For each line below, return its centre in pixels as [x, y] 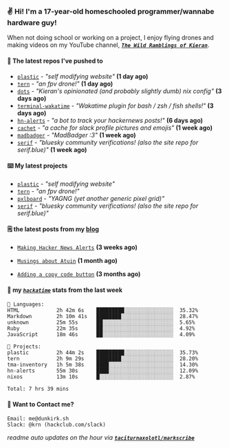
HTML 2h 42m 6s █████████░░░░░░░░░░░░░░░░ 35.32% [102, 311]
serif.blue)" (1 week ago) [52, 149]
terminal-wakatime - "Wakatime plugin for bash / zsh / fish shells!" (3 [116, 106]
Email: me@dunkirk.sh [38, 419]
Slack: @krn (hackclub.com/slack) [57, 425]
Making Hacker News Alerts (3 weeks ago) [77, 247]
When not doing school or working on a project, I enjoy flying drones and [111, 38]
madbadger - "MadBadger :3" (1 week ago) [76, 135]
